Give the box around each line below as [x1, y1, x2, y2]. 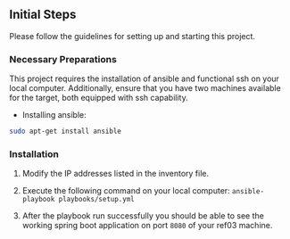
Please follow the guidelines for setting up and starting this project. [9, 30, 256, 41]
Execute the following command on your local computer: [21, 185, 230, 196]
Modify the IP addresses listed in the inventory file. [21, 169, 210, 179]
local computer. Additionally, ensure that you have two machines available [9, 83, 281, 94]
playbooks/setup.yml [58, 195, 136, 204]
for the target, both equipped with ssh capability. [9, 93, 189, 103]
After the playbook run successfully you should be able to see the [21, 210, 265, 221]
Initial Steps [9, 7, 77, 22]
